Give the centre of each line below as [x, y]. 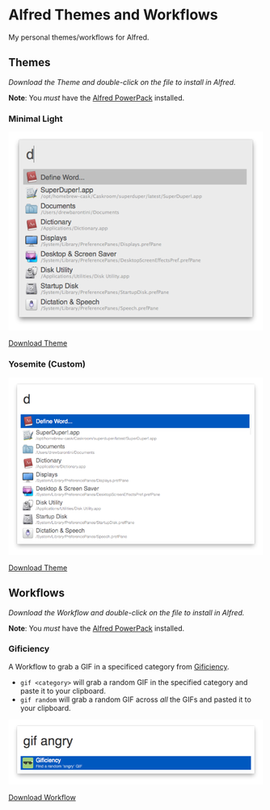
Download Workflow [42, 797]
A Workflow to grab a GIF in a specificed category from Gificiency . [119, 666]
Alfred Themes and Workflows [113, 15]
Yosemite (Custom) [47, 364]
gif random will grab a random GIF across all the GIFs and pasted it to [136, 699]
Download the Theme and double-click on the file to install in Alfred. [122, 82]
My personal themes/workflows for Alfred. [79, 37]
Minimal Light [36, 119]
